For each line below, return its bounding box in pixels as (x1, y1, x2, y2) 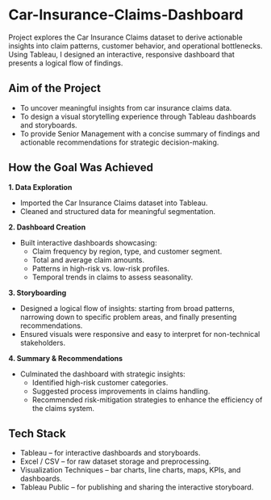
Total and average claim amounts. (31, 254, 145, 264)
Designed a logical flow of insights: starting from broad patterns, (19, 303, 236, 313)
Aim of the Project (8, 82, 101, 95)
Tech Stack (8, 426, 66, 440)
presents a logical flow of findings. (8, 58, 123, 68)
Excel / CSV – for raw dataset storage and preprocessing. (19, 456, 211, 466)
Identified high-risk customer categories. (31, 377, 169, 387)
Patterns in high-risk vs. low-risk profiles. (31, 263, 170, 273)
